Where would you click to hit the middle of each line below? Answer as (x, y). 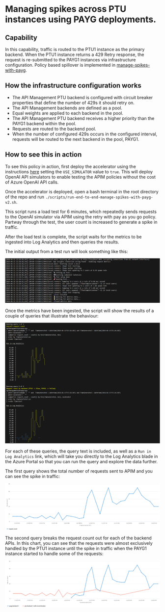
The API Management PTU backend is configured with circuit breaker (82, 97)
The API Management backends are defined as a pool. (67, 108)
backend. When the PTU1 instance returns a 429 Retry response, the (75, 54)
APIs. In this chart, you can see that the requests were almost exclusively (79, 543)
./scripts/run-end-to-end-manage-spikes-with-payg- (99, 197)
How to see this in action (43, 155)
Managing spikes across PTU (66, 9)
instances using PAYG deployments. (81, 19)
